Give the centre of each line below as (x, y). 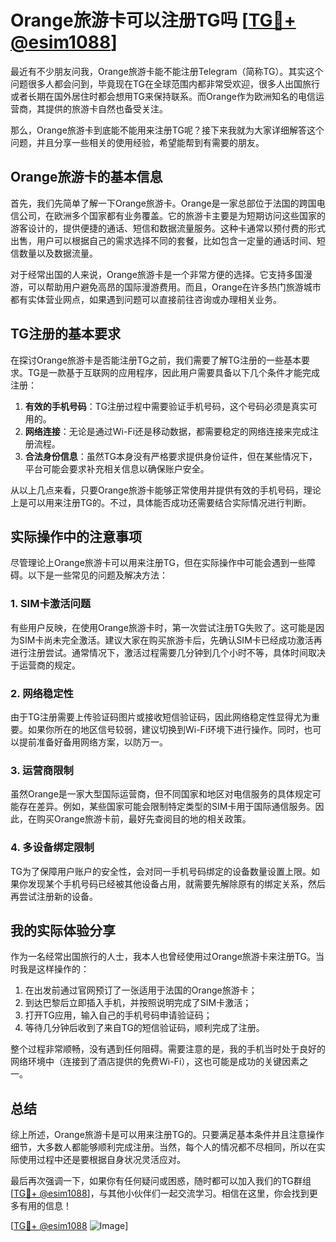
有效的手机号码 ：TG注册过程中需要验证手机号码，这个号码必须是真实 (166, 406)
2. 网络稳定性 (42, 693)
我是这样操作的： (54, 969)
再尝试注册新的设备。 (54, 896)
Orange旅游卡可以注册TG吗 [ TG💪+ (153, 20)
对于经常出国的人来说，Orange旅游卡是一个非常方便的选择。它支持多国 (157, 274)
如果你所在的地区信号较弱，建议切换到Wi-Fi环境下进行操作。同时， (166, 729)
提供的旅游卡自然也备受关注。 (106, 108)
